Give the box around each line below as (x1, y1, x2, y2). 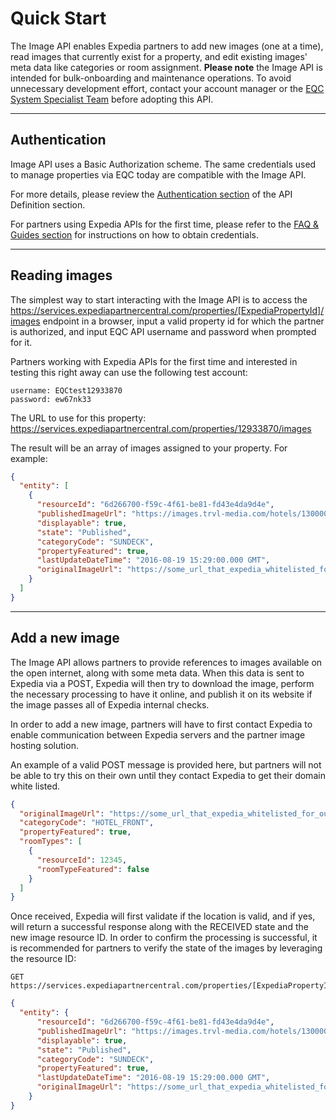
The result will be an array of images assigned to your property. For (10, 442, 288, 454)
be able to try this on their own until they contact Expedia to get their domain (10, 769, 326, 781)
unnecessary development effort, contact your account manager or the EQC (10, 82, 325, 94)
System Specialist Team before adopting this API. (10, 93, 214, 105)
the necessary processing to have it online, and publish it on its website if (10, 688, 313, 700)
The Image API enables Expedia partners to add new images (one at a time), (10, 40, 324, 52)
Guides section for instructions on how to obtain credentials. (10, 228, 259, 241)
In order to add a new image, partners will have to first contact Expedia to (10, 718, 313, 730)
